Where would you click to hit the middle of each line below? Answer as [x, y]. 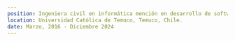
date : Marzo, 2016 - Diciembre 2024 [60, 26]
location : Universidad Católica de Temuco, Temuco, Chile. [95, 20]
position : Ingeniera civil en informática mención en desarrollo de [109, 14]
